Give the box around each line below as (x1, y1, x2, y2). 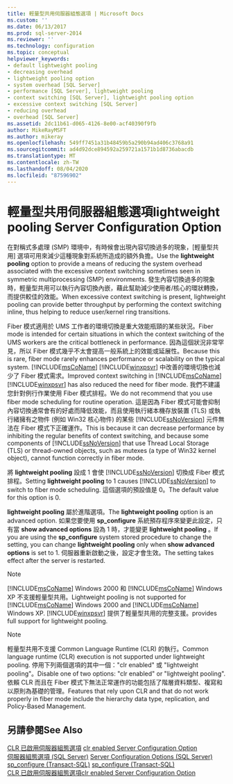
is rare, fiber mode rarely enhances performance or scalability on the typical (7, 355, 225, 363)
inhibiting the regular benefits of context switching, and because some (7, 432, 209, 440)
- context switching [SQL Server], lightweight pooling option (7, 95, 194, 102)
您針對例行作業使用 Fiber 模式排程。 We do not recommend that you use (7, 389, 213, 397)
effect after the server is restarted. (7, 557, 106, 565)
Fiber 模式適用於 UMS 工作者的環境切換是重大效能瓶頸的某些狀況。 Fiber (7, 322, 214, 330)
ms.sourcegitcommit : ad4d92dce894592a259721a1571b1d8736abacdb (7, 146, 194, 153)
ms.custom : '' (7, 17, 49, 24)
